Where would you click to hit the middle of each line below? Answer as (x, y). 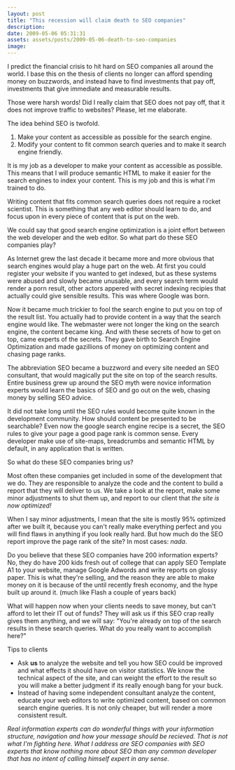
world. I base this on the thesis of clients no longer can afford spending (110, 74)
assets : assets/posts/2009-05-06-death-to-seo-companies (92, 40)
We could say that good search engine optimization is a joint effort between (116, 230)
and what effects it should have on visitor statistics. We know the (111, 670)
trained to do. (27, 188)
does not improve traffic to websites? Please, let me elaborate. (97, 110)
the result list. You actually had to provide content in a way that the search (114, 317)
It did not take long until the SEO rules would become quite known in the (111, 411)
